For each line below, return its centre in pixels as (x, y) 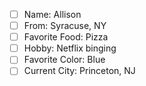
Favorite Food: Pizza (66, 37)
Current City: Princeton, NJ (79, 71)
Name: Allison (52, 14)
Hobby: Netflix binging (70, 48)
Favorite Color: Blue (64, 60)
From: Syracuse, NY (65, 26)
